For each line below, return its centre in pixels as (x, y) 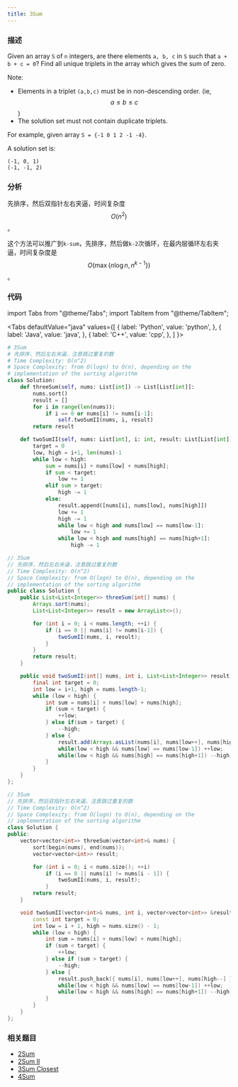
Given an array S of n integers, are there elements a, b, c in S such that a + (118, 56)
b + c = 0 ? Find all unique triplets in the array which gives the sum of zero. (117, 63)
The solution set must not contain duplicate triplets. (92, 121)
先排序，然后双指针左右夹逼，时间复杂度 (66, 204)
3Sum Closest (38, 1069)
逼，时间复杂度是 (32, 252)
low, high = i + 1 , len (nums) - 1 (77, 453)
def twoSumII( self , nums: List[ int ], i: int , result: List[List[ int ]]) (128, 440)
